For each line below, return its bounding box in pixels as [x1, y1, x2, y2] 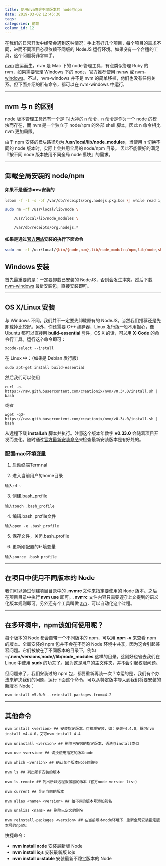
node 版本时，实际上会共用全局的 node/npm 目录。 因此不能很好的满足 [14, 145, 160, 151]
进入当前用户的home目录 [12, 473, 63, 479]
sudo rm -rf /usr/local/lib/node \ [5, 207, 79, 212]
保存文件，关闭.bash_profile [12, 533, 70, 539]
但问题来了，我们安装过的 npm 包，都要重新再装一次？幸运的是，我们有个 [5, 670, 155, 676]
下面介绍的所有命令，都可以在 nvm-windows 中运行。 [18, 81, 127, 87]
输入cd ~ [5, 484, 22, 489]
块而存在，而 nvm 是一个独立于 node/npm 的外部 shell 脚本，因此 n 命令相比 [5, 122, 161, 128]
